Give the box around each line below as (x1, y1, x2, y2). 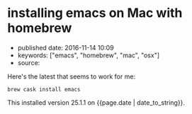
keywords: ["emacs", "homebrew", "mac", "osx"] (17, 51, 160, 59)
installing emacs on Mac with (7, 5, 183, 21)
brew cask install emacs (7, 86, 81, 93)
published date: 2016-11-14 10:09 (17, 43, 115, 52)
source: (17, 58, 40, 67)
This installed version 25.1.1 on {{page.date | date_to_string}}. (7, 98, 186, 107)
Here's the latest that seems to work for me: (7, 72, 136, 81)
